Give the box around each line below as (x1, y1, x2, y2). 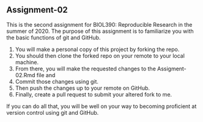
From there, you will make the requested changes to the (15, 65, 156, 72)
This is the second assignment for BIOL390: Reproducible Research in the (6, 21, 193, 28)
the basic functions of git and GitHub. (6, 33, 101, 41)
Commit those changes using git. (15, 78, 99, 85)
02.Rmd (15, 71, 35, 78)
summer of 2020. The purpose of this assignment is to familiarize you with (6, 27, 194, 35)
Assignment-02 (6, 5, 68, 15)
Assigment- (157, 65, 186, 72)
